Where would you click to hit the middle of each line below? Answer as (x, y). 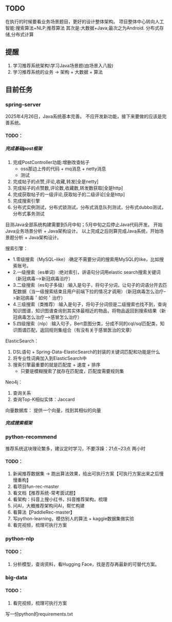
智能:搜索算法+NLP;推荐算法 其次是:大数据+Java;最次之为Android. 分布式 (82, 28)
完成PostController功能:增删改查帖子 (51, 162)
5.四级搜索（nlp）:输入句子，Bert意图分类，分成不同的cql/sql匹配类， (86, 323)
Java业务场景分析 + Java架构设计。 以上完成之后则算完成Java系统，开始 (82, 231)
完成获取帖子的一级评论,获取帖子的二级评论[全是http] (69, 194)
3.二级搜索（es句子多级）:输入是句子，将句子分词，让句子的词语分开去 (88, 285)
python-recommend (31, 436)
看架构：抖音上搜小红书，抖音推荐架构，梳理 (60, 499)
